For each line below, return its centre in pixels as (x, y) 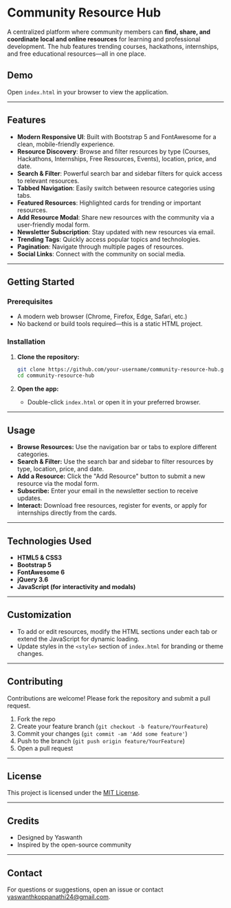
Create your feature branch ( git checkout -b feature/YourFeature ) (112, 726)
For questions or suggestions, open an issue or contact (85, 889)
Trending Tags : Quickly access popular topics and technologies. (109, 239)
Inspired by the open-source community (74, 845)
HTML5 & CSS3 (40, 557)
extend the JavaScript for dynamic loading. (78, 639)
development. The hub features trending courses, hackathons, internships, (113, 46)
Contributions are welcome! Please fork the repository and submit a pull (109, 698)
